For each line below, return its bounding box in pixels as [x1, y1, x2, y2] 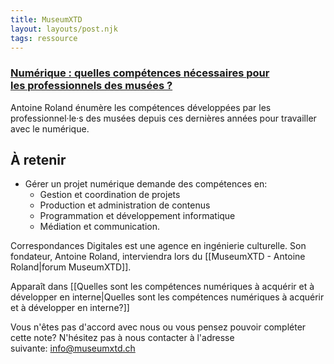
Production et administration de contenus [39, 199, 211, 211]
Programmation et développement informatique [39, 210, 236, 222]
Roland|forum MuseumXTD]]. [10, 261, 132, 273]
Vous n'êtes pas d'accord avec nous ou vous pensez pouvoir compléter [10, 321, 307, 333]
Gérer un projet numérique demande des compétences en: [24, 178, 268, 190]
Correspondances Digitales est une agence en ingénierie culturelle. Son [10, 240, 307, 252]
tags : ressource [10, 33, 78, 43]
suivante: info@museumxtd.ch [10, 342, 136, 355]
